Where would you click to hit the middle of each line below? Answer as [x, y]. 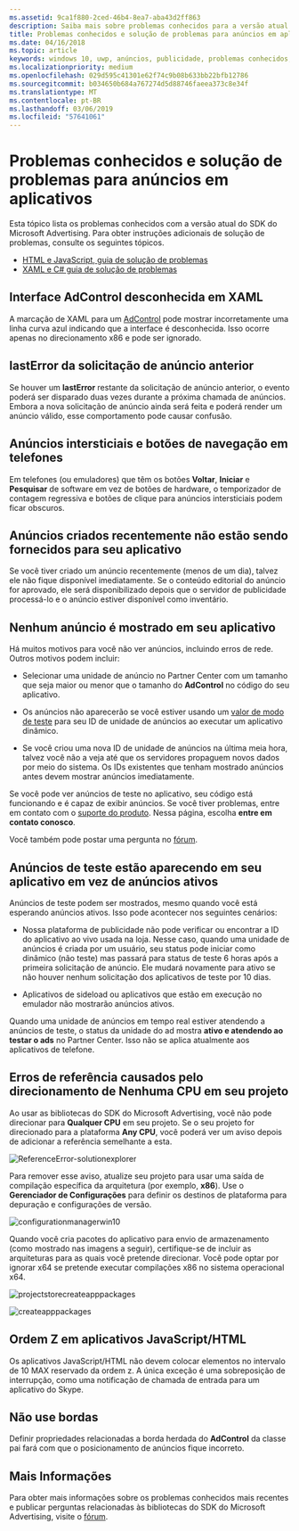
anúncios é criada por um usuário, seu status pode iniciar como [139, 948]
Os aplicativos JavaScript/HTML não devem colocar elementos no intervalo [148, 1361]
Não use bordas [54, 1417]
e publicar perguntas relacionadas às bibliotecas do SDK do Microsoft [137, 1507]
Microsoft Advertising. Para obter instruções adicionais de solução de [137, 234]
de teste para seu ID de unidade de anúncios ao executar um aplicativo [152, 721]
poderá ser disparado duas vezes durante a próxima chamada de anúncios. [148, 397]
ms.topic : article [43, 51]
